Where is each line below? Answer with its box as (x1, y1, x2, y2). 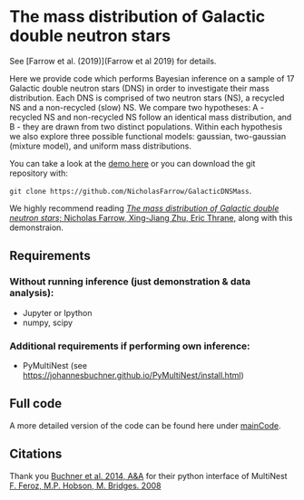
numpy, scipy (22, 317, 74, 328)
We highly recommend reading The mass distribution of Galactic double (9, 202, 279, 214)
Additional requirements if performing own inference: (9, 340, 250, 352)
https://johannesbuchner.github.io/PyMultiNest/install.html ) (22, 370, 244, 380)
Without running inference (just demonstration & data (9, 275, 251, 288)
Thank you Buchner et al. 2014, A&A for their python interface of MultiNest (9, 470, 288, 481)
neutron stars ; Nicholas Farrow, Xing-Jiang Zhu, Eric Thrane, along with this (9, 212, 293, 223)
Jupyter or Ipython (22, 307, 93, 318)
